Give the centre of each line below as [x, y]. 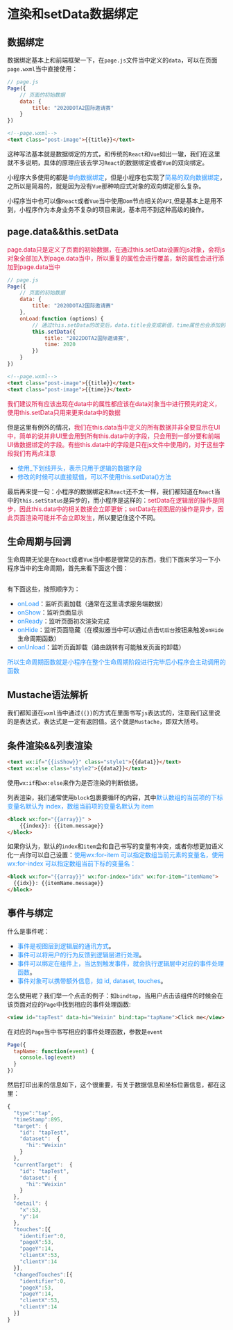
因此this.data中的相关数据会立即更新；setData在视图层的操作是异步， [119, 509]
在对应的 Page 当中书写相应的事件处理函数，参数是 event [85, 1031]
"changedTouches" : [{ [43, 1274]
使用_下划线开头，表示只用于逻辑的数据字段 [79, 468]
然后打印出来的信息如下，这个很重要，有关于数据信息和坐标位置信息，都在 [113, 1085]
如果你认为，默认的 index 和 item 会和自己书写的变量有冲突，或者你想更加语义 [115, 846]
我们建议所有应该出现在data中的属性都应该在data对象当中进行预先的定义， [114, 403]
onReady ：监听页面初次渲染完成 [63, 621]
